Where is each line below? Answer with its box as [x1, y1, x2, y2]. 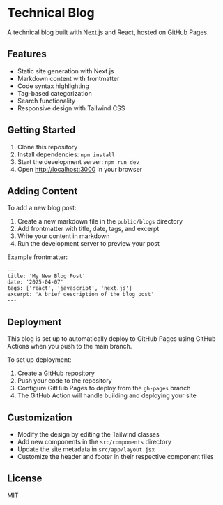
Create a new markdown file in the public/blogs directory [17, 217, 183, 226]
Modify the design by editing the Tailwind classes [17, 430, 160, 438]
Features [7, 48, 47, 60]
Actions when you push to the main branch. [7, 342, 132, 351]
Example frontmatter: [7, 253, 68, 261]
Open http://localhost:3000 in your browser [17, 165, 143, 173]
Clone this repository [17, 142, 78, 151]
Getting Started [7, 124, 76, 136]
